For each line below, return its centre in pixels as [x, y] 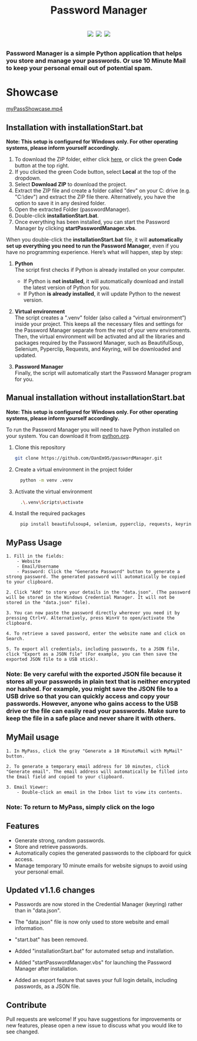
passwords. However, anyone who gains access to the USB [92, 703]
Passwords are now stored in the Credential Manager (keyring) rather [98, 904]
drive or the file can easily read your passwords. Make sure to [96, 711]
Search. [16, 639]
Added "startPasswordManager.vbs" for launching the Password [93, 963]
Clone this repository [40, 447]
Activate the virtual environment [53, 491]
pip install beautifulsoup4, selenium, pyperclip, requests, [97, 524]
